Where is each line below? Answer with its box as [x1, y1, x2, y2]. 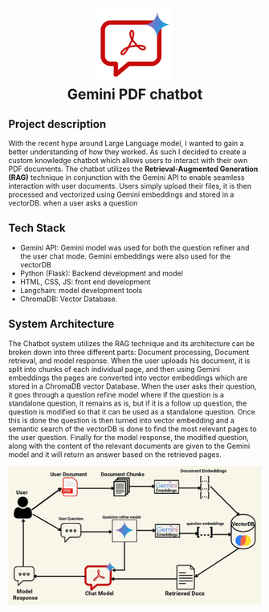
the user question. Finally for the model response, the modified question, [8, 432, 249, 442]
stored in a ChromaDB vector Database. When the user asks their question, [8, 381, 257, 391]
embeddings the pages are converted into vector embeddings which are [8, 373, 247, 382]
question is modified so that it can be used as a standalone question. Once [8, 406, 255, 416]
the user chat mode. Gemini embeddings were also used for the [19, 251, 231, 261]
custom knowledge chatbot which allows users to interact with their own [8, 156, 248, 165]
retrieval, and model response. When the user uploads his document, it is [8, 356, 251, 365]
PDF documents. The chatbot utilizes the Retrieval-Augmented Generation [8, 164, 259, 173]
